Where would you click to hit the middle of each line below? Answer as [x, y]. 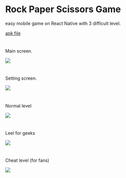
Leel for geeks [20, 133]
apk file [13, 33]
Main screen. [19, 51]
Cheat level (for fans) [27, 160]
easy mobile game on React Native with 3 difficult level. [63, 23]
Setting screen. [21, 78]
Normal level [18, 105]
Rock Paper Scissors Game [63, 9]
